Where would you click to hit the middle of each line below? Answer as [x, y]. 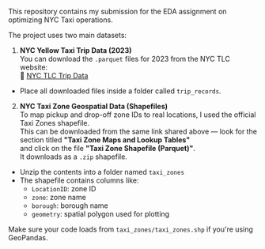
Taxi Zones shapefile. [55, 123]
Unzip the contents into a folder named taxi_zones [102, 172]
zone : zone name [59, 197]
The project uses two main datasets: [68, 35]
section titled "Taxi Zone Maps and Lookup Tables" [105, 140]
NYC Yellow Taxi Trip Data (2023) [76, 50]
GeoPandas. [28, 238]
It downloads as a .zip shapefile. [74, 157]
